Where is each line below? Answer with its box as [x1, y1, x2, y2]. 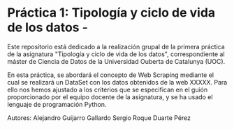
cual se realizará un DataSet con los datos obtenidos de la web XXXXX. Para [7, 78, 228, 86]
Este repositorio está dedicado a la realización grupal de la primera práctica [7, 42, 225, 51]
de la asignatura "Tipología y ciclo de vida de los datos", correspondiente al [7, 50, 225, 58]
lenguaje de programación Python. [7, 100, 107, 108]
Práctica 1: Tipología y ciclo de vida [7, 5, 216, 21]
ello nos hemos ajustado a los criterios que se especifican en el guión [7, 85, 208, 94]
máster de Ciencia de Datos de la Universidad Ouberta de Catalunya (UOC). [7, 57, 226, 65]
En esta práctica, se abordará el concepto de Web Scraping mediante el [7, 71, 214, 79]
